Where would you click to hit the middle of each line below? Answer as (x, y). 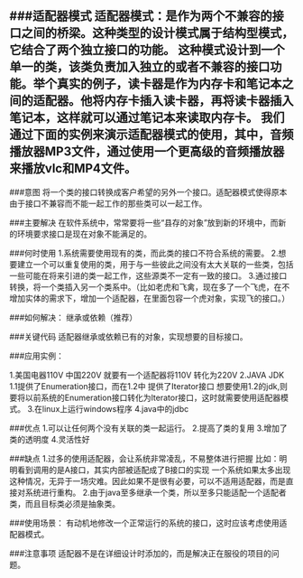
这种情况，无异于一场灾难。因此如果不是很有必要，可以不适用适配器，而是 (147, 480)
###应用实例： (37, 356)
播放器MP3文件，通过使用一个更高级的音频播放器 (147, 152)
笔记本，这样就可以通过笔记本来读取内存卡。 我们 (147, 118)
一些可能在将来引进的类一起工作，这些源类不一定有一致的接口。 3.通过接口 (148, 275)
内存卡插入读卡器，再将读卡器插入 (198, 101)
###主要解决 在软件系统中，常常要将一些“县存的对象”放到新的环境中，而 (144, 222)
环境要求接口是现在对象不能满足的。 (84, 234)
